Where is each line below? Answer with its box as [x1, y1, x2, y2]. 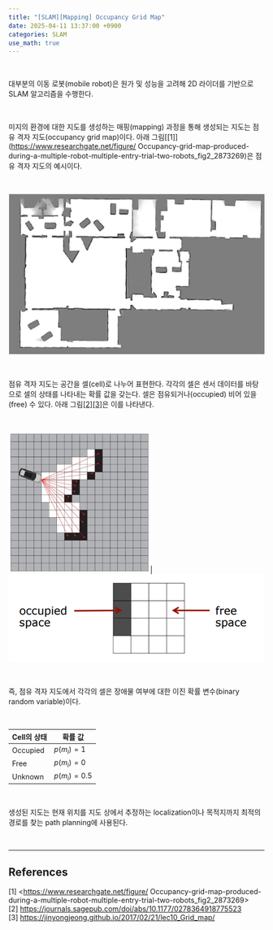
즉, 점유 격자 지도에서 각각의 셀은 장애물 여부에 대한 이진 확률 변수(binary [8, 687, 240, 697]
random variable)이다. [8, 697, 81, 706]
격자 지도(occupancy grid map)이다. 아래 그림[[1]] [16, 133, 179, 142]
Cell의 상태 [11, 732, 47, 741]
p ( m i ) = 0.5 [54, 771, 93, 782]
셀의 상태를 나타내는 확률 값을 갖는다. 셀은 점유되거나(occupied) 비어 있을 [23, 389, 258, 398]
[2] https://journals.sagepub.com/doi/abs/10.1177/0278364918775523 [8, 904, 242, 914]
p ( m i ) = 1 [54, 745, 86, 756]
